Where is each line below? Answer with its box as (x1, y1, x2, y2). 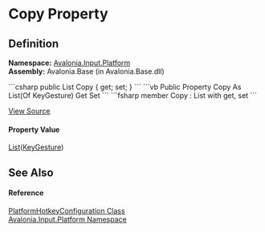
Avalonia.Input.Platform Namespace (8, 214, 127, 224)
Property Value (8, 124, 60, 134)
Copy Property (8, 5, 108, 23)
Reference (8, 188, 44, 197)
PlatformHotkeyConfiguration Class (8, 206, 126, 215)
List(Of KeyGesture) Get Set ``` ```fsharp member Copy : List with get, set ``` (8, 91, 258, 100)
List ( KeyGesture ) (8, 142, 64, 153)
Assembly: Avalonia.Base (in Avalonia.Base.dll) (8, 67, 165, 76)
